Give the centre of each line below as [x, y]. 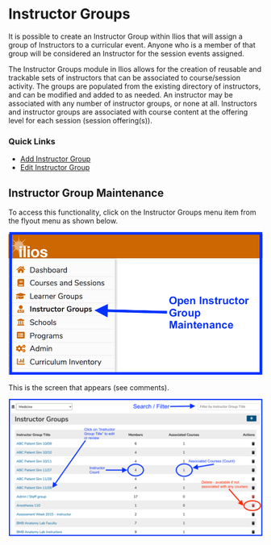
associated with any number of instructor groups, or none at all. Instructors [133, 103]
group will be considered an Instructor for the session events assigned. [126, 53]
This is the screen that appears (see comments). [89, 387]
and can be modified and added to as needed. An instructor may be [121, 94]
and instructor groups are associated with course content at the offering [128, 112]
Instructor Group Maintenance [86, 193]
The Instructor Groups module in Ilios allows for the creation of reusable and [135, 69]
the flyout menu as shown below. [63, 221]
